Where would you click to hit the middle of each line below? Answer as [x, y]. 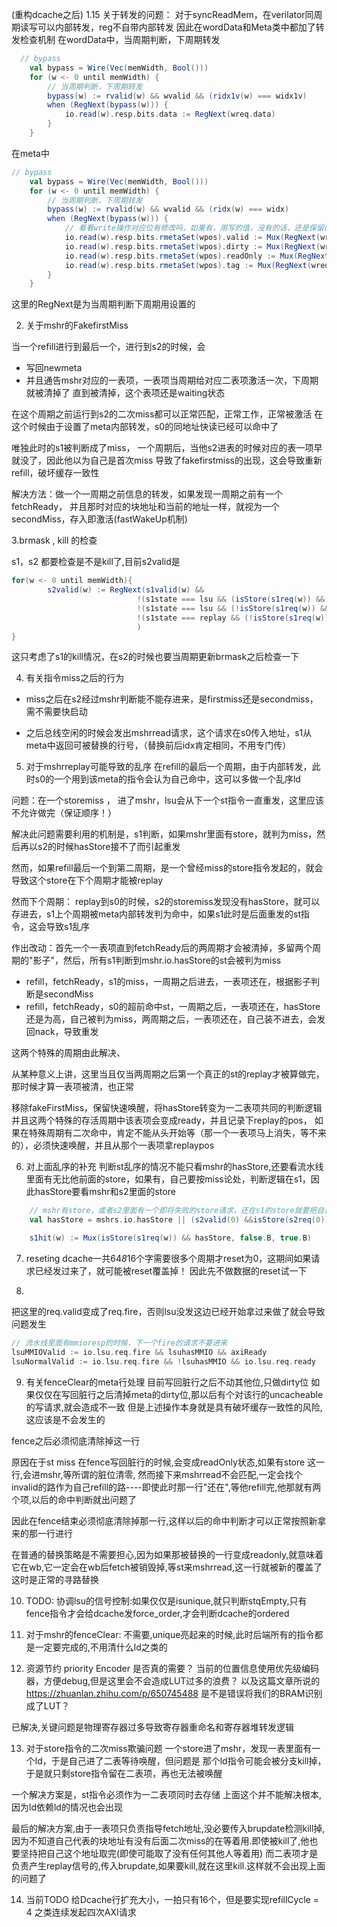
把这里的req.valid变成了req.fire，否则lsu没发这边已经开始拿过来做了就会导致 [168, 1311]
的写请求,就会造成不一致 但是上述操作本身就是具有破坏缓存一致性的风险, [174, 1407]
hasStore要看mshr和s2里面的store [105, 1192]
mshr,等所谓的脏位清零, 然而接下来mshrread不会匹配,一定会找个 [171, 1474]
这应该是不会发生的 [65, 1419]
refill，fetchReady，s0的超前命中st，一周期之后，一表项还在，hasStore [173, 1007]
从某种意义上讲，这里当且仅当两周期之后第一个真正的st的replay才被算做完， [168, 1074]
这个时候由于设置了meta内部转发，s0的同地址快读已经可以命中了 [145, 427]
